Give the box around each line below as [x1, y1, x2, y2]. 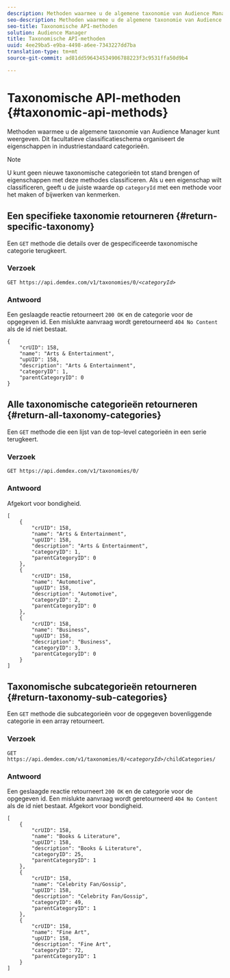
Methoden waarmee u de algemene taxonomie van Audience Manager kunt [7, 127, 220, 136]
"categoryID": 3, [31, 644, 81, 651]
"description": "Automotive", [31, 590, 118, 597]
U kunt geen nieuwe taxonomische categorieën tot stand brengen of [7, 169, 200, 177]
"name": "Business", [31, 626, 90, 633]
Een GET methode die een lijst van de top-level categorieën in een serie [7, 428, 207, 436]
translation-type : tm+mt [7, 49, 78, 56]
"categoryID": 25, [31, 851, 84, 857]
